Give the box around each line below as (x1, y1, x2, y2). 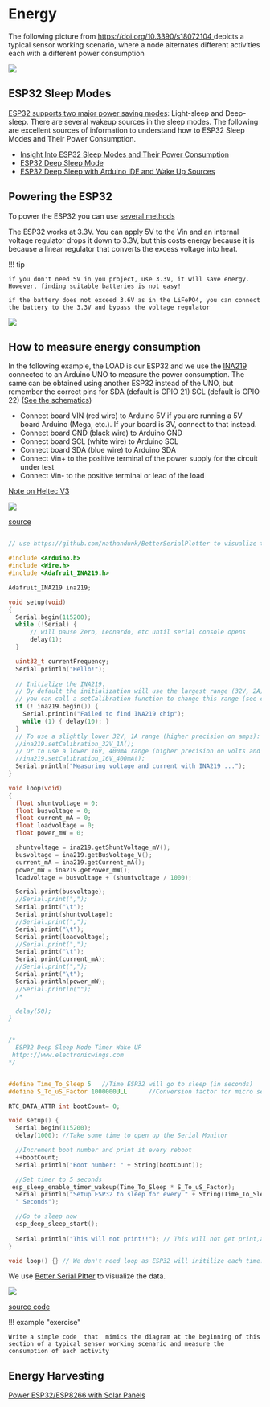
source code (8, 1302, 51, 1311)
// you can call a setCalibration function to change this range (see (15, 695, 257, 703)
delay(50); (15, 1007, 52, 1015)
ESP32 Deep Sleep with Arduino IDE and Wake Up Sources (19, 166, 215, 176)
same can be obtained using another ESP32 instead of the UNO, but (8, 379, 234, 388)
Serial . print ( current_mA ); (15, 955, 106, 963)
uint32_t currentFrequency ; (15, 657, 110, 666)
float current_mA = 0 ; (15, 814, 92, 822)
